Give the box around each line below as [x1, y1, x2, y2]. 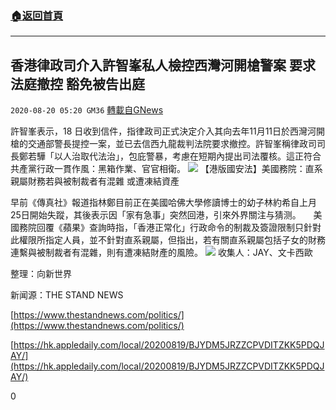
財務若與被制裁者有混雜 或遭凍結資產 [27, 175, 180, 187]
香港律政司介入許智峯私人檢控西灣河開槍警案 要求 [10, 57, 316, 74]
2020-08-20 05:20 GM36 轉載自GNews [10, 104, 164, 116]
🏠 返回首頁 [10, 8, 64, 22]
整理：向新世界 [10, 268, 72, 280]
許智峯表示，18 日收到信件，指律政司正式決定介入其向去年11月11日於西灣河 [10, 125, 317, 137]
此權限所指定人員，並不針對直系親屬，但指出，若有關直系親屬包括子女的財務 [10, 234, 326, 246]
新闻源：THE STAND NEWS [10, 289, 124, 301]
